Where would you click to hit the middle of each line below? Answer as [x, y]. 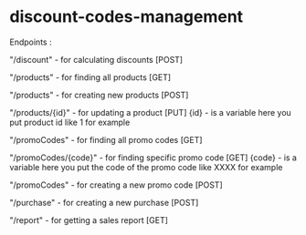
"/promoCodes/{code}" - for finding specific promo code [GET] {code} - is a [153, 158]
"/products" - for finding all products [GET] [90, 77]
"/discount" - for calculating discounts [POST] [96, 59]
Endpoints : [31, 42]
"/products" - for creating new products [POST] [99, 95]
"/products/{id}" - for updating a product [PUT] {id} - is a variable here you [151, 112]
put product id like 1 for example [70, 122]
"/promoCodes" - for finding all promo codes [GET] [106, 139]
